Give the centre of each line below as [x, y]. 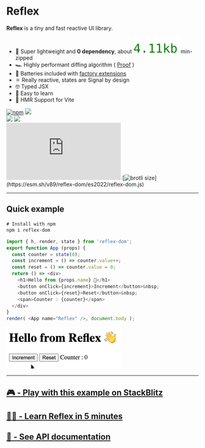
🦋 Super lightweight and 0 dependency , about [74, 51]
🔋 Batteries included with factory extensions [71, 73]
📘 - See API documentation [59, 437]
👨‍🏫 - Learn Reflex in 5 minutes [65, 416]
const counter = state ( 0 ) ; [46, 254]
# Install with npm [31, 224]
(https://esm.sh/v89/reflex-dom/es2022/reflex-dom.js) [75, 184]
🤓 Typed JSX [32, 86]
